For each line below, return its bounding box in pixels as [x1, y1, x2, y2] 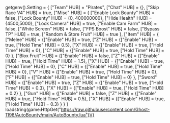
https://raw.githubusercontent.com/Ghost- [61, 106, 150, 112]
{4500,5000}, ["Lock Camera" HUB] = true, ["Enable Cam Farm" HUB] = [5, 20, 157, 26]
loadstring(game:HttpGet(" [5, 106, 61, 112]
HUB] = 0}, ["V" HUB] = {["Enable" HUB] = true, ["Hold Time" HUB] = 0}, [5, 69, 158, 75]
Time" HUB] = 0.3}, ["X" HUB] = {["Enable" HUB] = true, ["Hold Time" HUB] [5, 85, 164, 91]
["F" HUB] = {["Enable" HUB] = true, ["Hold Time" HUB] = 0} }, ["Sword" [5, 74, 157, 80]
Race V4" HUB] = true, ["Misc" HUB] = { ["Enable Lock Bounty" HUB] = [5, 10, 155, 16]
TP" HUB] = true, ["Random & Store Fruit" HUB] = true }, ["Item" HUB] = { [5, 31, 159, 37]
